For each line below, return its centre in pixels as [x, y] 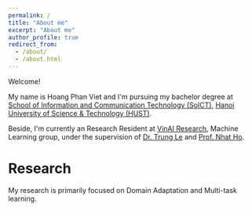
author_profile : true [44, 37]
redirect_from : [33, 45]
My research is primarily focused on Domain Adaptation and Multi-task [123, 190]
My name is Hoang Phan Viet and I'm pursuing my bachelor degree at [121, 96]
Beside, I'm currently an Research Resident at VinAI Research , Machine [123, 128]
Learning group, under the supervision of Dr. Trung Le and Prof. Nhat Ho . [126, 136]
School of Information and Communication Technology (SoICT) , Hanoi [121, 105]
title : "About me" [38, 23]
